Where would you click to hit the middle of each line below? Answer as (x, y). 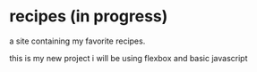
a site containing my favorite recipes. (77, 41)
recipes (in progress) (89, 16)
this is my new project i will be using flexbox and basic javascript (128, 58)
